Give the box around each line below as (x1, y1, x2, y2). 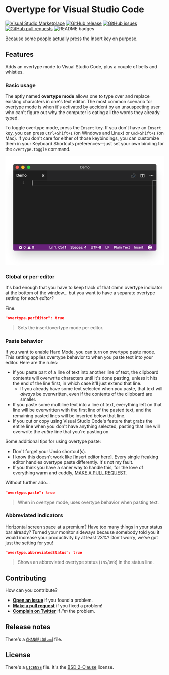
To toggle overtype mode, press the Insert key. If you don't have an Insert (5, 125, 161, 131)
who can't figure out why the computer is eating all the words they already (5, 109, 160, 116)
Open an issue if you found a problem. (12, 597, 93, 604)
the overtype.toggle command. (5, 146, 71, 153)
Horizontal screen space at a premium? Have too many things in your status (5, 523, 163, 530)
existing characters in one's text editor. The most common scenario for (5, 99, 153, 105)
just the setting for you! (5, 540, 54, 546)
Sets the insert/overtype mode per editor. (17, 325, 104, 331)
